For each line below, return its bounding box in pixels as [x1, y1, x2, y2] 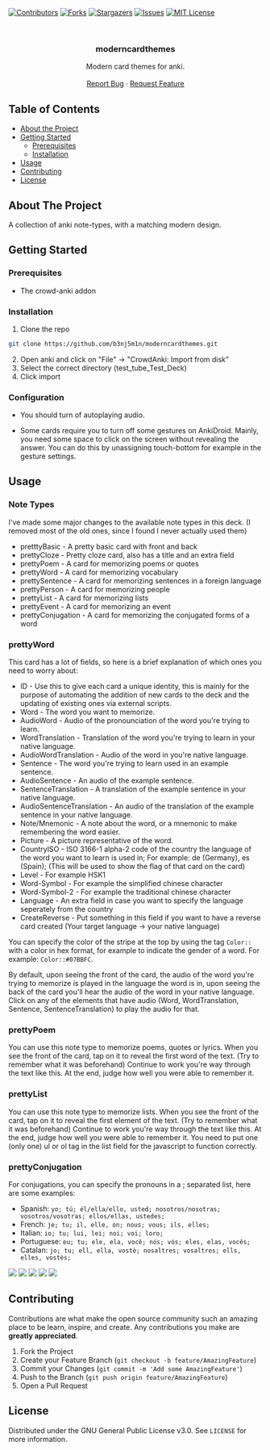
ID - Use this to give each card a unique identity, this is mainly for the [19, 682, 250, 692]
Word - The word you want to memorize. [19, 707, 156, 717]
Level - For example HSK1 [19, 870, 106, 880]
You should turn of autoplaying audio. [19, 410, 145, 420]
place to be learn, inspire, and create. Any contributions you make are [8, 1322, 240, 1331]
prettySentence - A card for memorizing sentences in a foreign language [19, 575, 262, 585]
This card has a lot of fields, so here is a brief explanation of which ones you [8, 658, 262, 667]
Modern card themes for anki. [85, 61, 185, 72]
